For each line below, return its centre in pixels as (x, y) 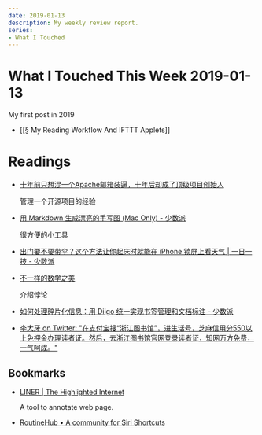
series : (21, 30)
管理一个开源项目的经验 (57, 201)
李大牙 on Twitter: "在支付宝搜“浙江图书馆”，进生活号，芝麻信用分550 (133, 328)
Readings (40, 162)
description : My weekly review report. (74, 23)
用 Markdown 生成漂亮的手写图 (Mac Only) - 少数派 (103, 218)
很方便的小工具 (44, 235)
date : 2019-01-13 (37, 15)
